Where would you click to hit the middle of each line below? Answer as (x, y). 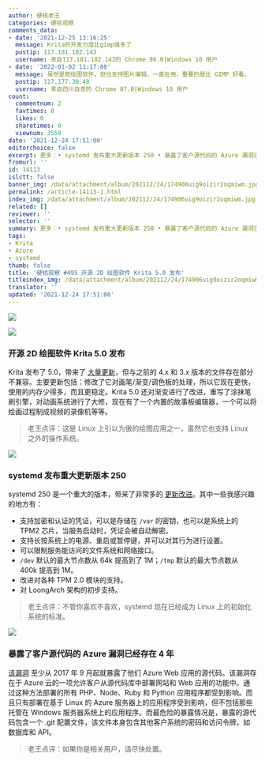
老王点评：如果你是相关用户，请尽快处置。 (97, 748)
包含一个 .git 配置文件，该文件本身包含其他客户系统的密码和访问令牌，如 (132, 722)
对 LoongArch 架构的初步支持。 (71, 590)
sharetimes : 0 (38, 126)
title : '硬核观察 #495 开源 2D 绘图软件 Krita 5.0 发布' (97, 273)
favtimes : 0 (35, 111)
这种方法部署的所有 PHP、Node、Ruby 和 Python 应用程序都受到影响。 (130, 692)
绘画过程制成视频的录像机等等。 (60, 412)
